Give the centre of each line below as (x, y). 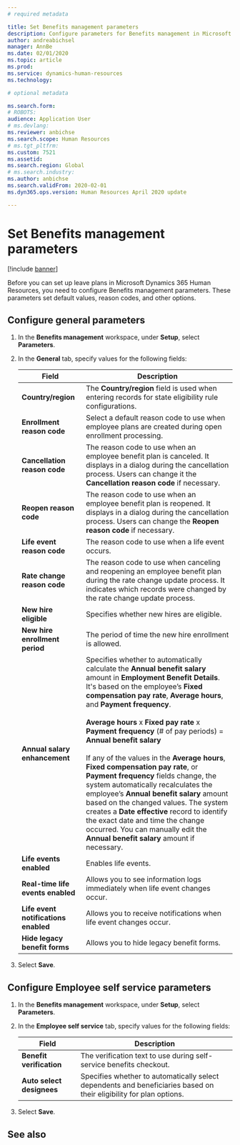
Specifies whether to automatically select (150, 1076)
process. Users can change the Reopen (152, 521)
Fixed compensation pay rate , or (142, 767)
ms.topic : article (35, 60)
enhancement (45, 758)
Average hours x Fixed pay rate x (143, 722)
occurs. (98, 551)
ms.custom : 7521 (31, 152)
